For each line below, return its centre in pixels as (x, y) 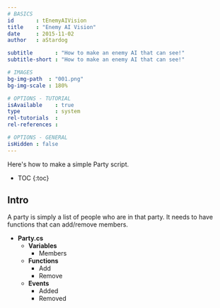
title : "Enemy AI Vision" (52, 27)
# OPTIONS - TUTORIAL (39, 98)
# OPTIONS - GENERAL (38, 137)
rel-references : (33, 125)
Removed (53, 299)
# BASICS (20, 14)
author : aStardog (38, 40)
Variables (42, 246)
